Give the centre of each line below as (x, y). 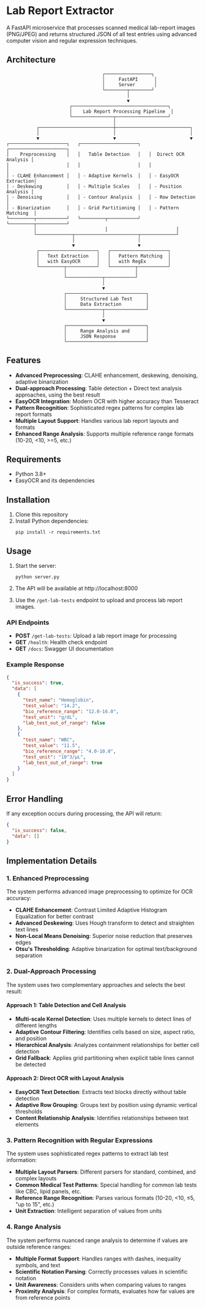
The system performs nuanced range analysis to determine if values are (97, 1240)
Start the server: (36, 566)
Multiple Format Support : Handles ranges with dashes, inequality (98, 1259)
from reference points (43, 1297)
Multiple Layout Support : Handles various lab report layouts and (97, 420)
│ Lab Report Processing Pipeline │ (121, 111)
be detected (30, 1064)
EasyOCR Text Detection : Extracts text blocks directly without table (101, 1092)
